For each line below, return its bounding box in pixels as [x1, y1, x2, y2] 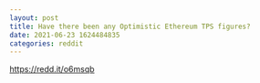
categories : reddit [9, 38, 84, 48]
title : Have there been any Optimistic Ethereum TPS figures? [9, 22, 251, 31]
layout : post [9, 13, 59, 23]
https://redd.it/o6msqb [9, 64, 95, 75]
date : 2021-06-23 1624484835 [9, 30, 120, 39]
